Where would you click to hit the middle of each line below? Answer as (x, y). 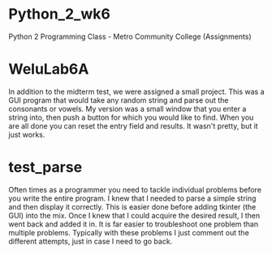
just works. (27, 134)
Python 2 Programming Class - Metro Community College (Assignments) (130, 36)
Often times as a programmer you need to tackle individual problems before (135, 189)
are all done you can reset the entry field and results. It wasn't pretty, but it (133, 125)
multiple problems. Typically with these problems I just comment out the (129, 232)
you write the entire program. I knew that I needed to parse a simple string (132, 198)
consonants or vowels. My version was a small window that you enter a (127, 108)
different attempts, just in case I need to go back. (91, 241)
